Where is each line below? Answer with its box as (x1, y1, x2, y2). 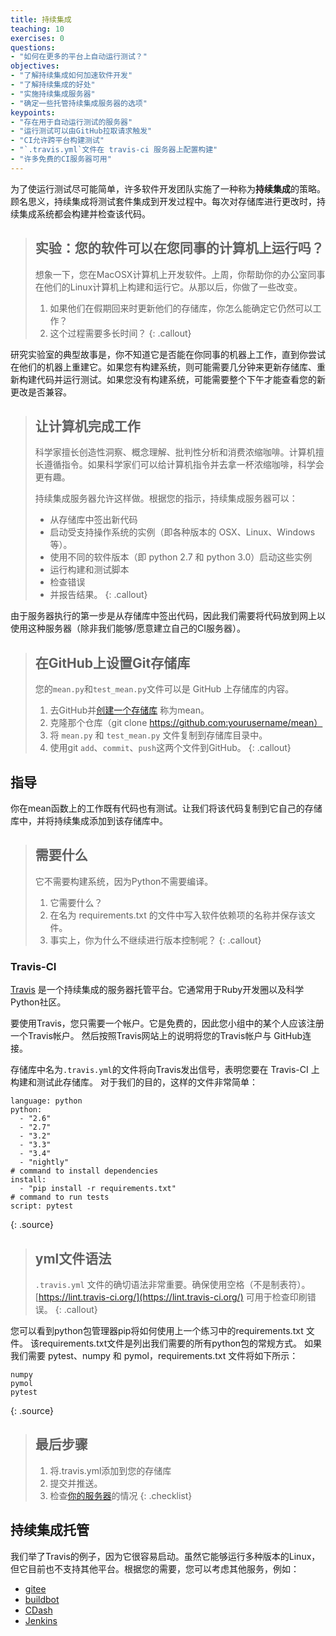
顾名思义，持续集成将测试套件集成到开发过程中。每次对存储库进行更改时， (10, 195, 317, 207)
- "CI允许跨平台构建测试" (10, 136, 105, 146)
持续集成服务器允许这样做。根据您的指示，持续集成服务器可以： (34, 492, 298, 505)
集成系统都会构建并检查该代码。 (18, 207, 151, 220)
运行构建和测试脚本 (49, 564, 130, 576)
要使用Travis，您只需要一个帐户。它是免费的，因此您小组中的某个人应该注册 (10, 1017, 325, 1030)
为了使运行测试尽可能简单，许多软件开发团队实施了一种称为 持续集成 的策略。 (10, 182, 326, 195)
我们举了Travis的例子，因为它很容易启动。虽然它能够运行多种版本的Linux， (10, 1550, 321, 1562)
